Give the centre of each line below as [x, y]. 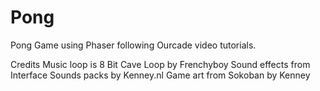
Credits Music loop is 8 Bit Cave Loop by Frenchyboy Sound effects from [160, 64]
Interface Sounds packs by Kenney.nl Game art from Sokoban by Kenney [160, 75]
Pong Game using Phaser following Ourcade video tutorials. [133, 45]
